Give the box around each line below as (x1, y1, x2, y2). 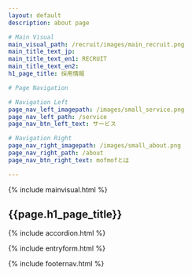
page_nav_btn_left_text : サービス (8, 120, 116, 128)
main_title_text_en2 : (8, 62, 79, 71)
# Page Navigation (8, 84, 68, 91)
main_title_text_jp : (8, 48, 76, 56)
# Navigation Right (8, 135, 72, 143)
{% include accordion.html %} (8, 229, 106, 238)
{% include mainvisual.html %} (8, 184, 108, 194)
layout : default (8, 11, 61, 20)
